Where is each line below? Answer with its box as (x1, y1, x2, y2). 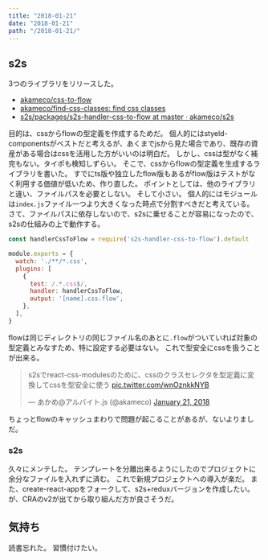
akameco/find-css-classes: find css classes (19, 104, 166, 113)
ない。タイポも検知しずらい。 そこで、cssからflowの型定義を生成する (22, 159, 254, 169)
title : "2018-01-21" (8, 11, 78, 20)
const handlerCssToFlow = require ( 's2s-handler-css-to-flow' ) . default (8, 235, 250, 244)
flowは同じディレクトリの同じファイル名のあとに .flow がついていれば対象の (8, 332, 258, 342)
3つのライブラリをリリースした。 (8, 79, 118, 89)
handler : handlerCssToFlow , (29, 287, 124, 295)
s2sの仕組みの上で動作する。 (8, 219, 105, 229)
